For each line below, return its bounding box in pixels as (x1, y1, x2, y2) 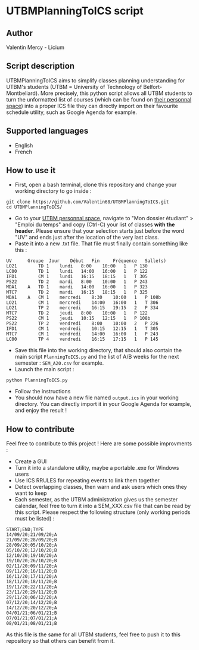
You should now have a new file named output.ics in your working (14, 394, 179, 401)
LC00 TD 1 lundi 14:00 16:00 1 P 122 (6, 269, 148, 275)
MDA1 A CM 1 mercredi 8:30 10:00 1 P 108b (6, 294, 161, 301)
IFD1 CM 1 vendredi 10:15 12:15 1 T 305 (6, 326, 159, 332)
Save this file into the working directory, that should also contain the (14, 347, 182, 354)
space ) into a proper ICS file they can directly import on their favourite (6, 102, 179, 109)
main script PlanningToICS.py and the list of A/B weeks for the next (14, 353, 179, 361)
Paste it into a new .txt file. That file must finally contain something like (14, 240, 188, 247)
